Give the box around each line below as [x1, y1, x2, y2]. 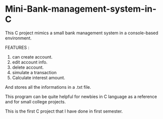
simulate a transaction [12, 69, 57, 75]
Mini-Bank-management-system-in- [5, 3, 157, 15]
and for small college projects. [5, 99, 66, 104]
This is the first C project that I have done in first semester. [5, 108, 123, 114]
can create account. [12, 54, 53, 59]
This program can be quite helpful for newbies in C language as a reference [5, 94, 157, 99]
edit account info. [12, 59, 48, 65]
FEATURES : [5, 44, 29, 50]
